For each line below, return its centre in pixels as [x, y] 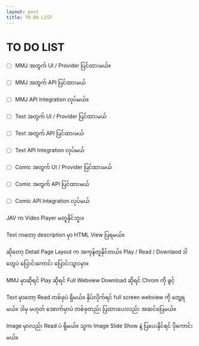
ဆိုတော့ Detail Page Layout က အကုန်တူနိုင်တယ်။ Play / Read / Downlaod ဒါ [97, 252]
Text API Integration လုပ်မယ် [50, 150]
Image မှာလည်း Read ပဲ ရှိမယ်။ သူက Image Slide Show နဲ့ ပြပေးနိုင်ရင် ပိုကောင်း [100, 326]
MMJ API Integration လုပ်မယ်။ [52, 99]
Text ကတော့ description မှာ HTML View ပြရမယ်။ [66, 235]
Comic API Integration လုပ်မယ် [52, 201]
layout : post [23, 12]
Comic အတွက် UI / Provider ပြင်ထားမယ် [63, 167]
